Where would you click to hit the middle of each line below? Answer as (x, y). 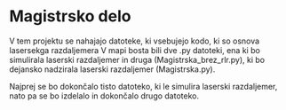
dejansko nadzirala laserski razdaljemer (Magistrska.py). (112, 69)
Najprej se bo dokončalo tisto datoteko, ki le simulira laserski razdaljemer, (143, 86)
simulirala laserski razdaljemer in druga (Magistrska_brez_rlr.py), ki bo (137, 59)
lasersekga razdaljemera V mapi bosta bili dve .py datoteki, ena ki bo (135, 50)
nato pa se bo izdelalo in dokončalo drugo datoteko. (104, 96)
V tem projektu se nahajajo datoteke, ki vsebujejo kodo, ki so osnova (135, 41)
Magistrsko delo (70, 16)
